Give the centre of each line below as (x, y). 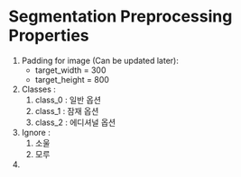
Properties (49, 35)
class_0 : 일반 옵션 (68, 100)
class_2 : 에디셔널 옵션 (75, 122)
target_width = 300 (70, 70)
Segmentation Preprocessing (120, 17)
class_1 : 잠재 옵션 (67, 111)
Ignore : (36, 132)
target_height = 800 (72, 79)
